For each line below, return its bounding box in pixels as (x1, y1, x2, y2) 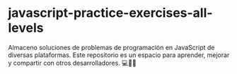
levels (8, 20, 44, 36)
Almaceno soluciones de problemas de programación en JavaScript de (8, 43, 215, 51)
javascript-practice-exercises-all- (8, 5, 213, 21)
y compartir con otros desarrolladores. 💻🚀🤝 (8, 58, 137, 67)
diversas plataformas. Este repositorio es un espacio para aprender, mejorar (8, 51, 230, 59)
